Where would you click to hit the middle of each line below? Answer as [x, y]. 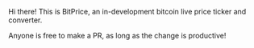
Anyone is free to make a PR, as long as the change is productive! [117, 36]
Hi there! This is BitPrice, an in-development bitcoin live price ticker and [127, 12]
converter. [25, 20]
